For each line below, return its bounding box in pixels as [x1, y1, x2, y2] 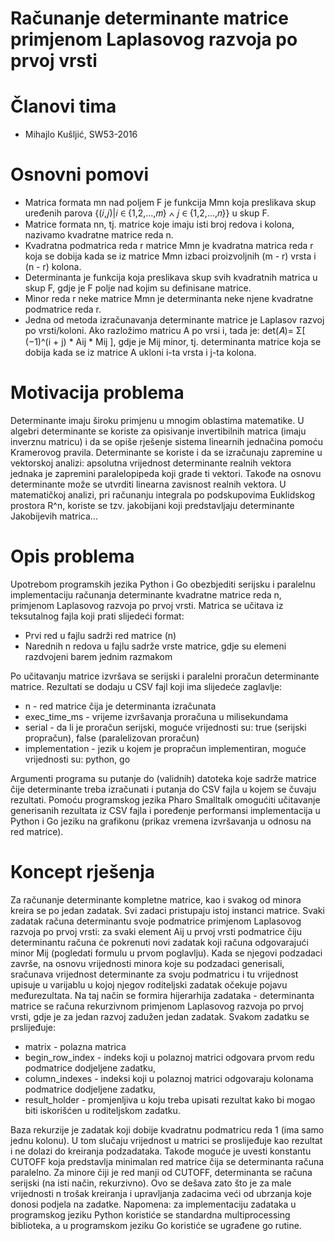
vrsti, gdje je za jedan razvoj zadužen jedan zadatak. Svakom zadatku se [10, 1010, 310, 1022]
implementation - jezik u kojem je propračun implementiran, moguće [24, 742, 307, 754]
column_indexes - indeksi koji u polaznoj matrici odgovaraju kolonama [24, 1072, 314, 1084]
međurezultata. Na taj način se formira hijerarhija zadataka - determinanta [10, 989, 315, 1001]
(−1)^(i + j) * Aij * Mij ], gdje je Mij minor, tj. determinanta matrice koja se [24, 336, 322, 348]
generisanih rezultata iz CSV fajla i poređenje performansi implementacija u [10, 804, 321, 816]
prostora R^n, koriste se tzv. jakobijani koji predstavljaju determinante [10, 500, 295, 511]
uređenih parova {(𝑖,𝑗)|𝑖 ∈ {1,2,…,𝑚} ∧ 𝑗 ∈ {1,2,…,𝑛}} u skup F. [24, 207, 270, 219]
